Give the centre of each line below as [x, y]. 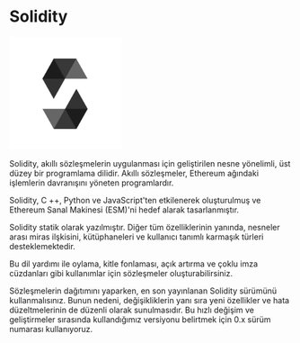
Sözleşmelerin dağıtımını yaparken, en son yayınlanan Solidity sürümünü [143, 291]
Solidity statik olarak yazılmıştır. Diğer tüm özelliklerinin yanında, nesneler [145, 227]
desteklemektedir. [43, 246]
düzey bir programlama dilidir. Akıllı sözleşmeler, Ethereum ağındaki [134, 173]
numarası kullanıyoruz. [51, 329]
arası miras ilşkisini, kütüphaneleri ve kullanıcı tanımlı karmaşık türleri [137, 237]
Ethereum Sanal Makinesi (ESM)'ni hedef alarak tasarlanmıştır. [124, 210]
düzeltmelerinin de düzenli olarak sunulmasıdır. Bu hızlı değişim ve [132, 310]
